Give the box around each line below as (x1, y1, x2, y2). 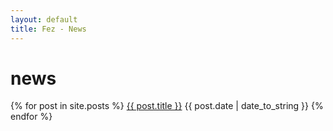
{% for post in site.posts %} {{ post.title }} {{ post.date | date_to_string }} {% (10, 100, 324, 112)
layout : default (10, 14, 78, 25)
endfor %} (10, 111, 53, 123)
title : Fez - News (10, 24, 87, 34)
